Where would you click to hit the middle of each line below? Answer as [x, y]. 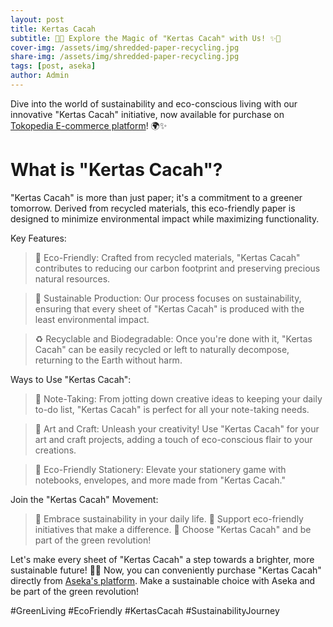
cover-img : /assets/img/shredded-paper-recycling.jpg [125, 47]
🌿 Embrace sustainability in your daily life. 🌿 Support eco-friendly [169, 518]
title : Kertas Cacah [53, 29]
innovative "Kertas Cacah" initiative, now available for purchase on [147, 114]
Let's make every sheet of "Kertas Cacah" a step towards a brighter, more [162, 559]
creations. [55, 450]
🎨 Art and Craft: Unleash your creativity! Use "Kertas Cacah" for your [177, 428]
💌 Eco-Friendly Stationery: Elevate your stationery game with [160, 469]
